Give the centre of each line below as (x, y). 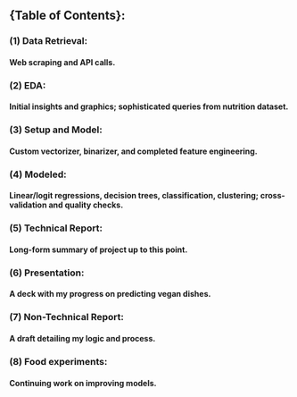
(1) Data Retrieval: (48, 41)
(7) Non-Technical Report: (67, 317)
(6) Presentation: (47, 273)
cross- (272, 196)
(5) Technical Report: (56, 228)
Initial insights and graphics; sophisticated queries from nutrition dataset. (149, 106)
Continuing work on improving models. (83, 383)
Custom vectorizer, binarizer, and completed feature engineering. (134, 151)
